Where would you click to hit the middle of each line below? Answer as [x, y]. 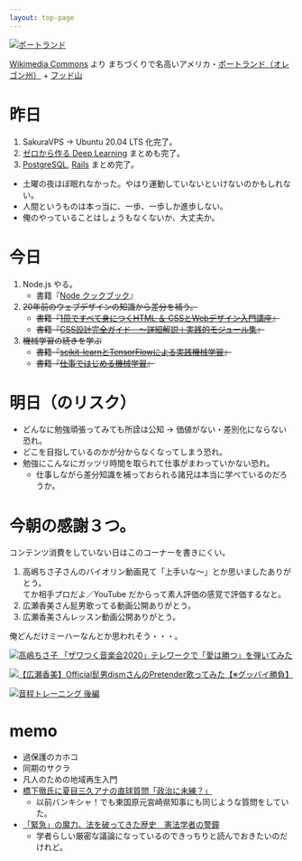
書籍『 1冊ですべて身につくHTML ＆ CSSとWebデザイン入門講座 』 [158, 318]
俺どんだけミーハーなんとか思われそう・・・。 [96, 636]
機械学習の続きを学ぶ [62, 341]
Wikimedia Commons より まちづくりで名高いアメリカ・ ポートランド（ [142, 63]
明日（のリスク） [73, 402]
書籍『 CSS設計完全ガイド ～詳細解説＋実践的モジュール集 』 [150, 329]
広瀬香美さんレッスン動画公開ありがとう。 [101, 617]
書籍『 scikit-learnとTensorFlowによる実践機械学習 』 [133, 351]
